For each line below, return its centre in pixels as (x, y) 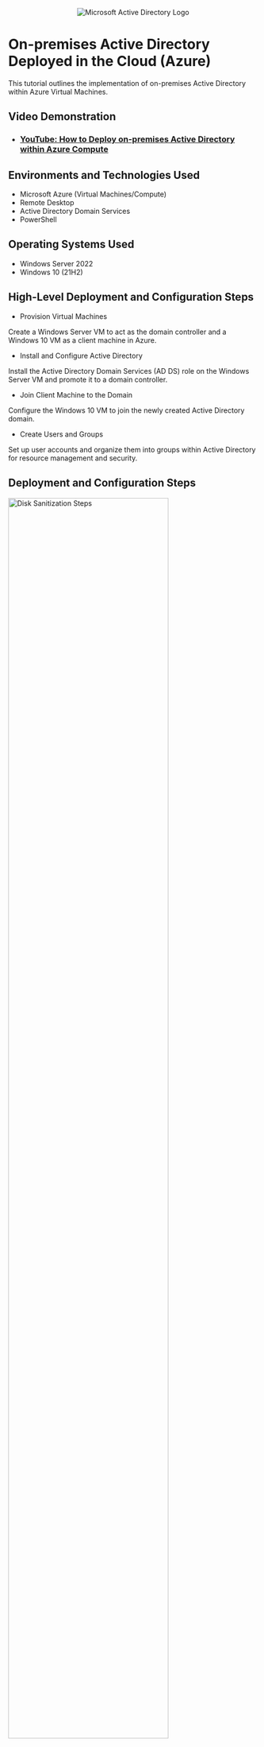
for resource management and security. (73, 458)
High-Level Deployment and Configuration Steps (131, 297)
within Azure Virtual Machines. (58, 91)
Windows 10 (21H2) (51, 272)
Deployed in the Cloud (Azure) (110, 62)
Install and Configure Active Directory (81, 355)
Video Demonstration (62, 116)
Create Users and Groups (61, 434)
